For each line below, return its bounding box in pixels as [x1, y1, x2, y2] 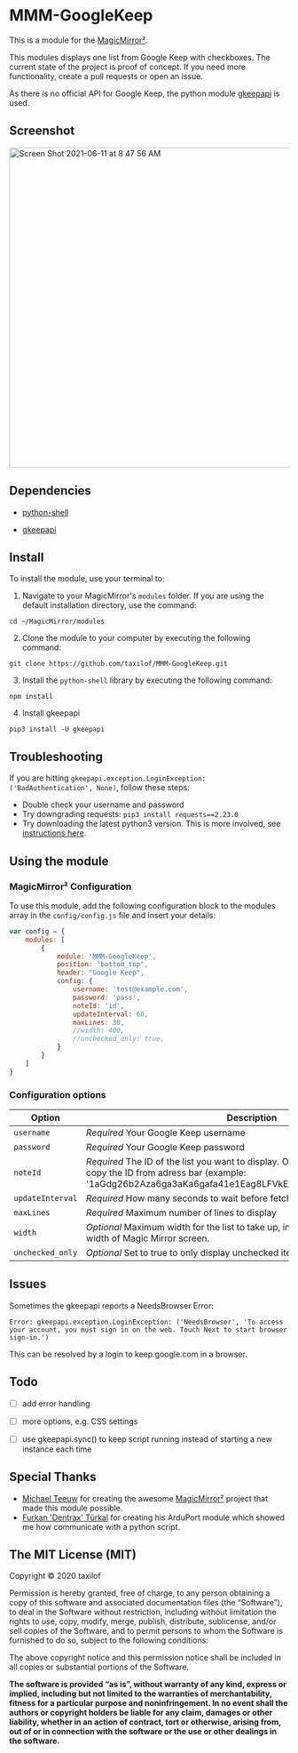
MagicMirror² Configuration [9, 880, 132, 893]
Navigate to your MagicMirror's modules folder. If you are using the [21, 590, 264, 601]
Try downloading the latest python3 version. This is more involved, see [21, 819, 281, 829]
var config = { [9, 926, 66, 936]
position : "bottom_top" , [56, 960, 149, 969]
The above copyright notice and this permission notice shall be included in [9, 1653, 281, 1663]
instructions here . [21, 828, 87, 838]
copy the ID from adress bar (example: [85, 1166, 247, 1179]
